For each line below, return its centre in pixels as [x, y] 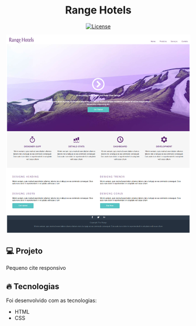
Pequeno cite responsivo [36, 268]
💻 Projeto [24, 251]
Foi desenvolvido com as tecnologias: [51, 300]
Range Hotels [98, 10]
